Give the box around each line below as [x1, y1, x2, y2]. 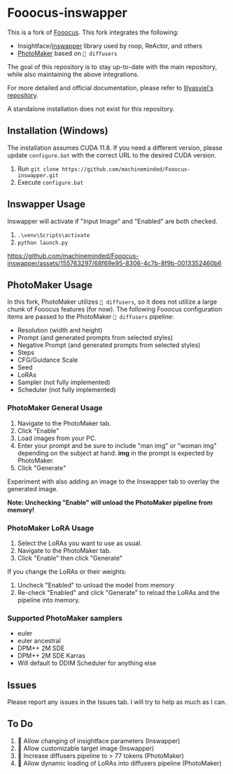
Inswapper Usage [7, 198, 86, 211]
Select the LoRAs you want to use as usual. [17, 539, 142, 547]
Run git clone [17, 164, 59, 173]
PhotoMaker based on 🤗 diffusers [17, 49, 118, 57]
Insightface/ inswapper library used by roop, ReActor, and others [17, 41, 203, 50]
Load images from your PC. [17, 434, 97, 442]
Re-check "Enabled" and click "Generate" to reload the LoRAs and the [17, 588, 220, 596]
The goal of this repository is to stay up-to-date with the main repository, [7, 62, 218, 71]
